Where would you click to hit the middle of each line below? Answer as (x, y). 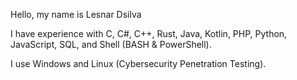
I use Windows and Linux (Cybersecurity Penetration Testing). (138, 63)
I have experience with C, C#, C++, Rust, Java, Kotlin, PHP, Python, (149, 33)
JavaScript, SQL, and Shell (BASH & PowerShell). (111, 44)
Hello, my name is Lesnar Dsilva (76, 14)
